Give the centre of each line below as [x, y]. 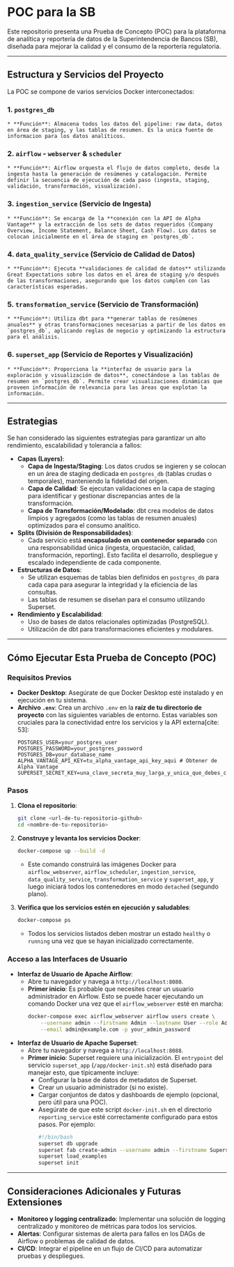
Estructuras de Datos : [49, 570]
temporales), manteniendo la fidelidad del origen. [98, 481]
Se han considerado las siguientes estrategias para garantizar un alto [107, 438]
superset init [58, 1163]
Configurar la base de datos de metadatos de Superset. [118, 1080]
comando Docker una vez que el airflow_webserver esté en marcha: [125, 1004]
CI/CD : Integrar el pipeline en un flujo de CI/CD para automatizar [110, 1248]
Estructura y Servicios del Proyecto [86, 75]
